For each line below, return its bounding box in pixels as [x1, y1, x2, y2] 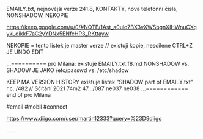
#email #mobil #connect [6, 103, 68, 110]
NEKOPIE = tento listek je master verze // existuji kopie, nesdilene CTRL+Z [6, 42, 193, 49]
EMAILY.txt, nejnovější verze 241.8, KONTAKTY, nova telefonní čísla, [6, 5, 179, 12]
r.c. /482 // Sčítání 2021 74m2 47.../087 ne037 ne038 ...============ [6, 85, 188, 92]
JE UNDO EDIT [6, 48, 44, 55]
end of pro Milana [6, 91, 51, 98]
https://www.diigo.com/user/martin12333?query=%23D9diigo [6, 115, 162, 122]
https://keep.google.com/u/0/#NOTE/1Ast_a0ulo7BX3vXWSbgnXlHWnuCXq [6, 24, 197, 30]
